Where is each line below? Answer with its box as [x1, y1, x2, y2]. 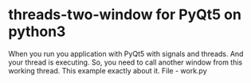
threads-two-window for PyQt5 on [8, 6, 241, 24]
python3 [8, 22, 66, 41]
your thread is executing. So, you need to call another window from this [8, 57, 243, 67]
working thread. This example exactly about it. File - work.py [8, 65, 207, 75]
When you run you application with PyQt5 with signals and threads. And [8, 49, 244, 58]
